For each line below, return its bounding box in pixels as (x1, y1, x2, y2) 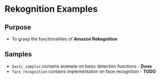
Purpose (4, 23, 32, 31)
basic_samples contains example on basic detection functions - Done (11, 63, 152, 69)
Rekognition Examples (4, 3, 98, 15)
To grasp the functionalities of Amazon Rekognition (11, 36, 118, 42)
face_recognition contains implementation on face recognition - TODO (11, 68, 156, 74)
